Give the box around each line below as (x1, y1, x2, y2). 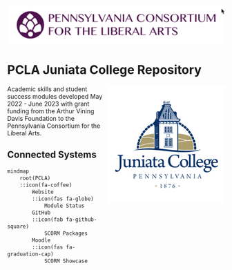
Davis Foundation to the (7, 114, 75, 122)
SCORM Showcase (43, 258, 88, 264)
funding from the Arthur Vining (7, 106, 95, 115)
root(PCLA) (19, 175, 51, 182)
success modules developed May (7, 92, 103, 100)
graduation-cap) (7, 251, 54, 258)
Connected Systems (7, 148, 97, 160)
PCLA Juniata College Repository (7, 61, 202, 77)
